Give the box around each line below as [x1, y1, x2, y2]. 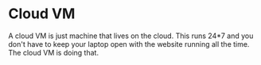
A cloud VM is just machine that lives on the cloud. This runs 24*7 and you [8, 31, 254, 40]
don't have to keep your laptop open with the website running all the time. [8, 39, 250, 48]
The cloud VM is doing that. [8, 48, 99, 57]
